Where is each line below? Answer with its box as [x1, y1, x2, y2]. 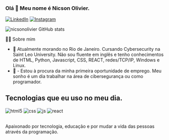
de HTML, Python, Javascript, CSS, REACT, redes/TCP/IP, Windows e [12, 57, 160, 63]
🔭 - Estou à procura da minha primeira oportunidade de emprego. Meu [12, 68, 162, 74]
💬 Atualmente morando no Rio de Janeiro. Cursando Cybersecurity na [12, 46, 160, 52]
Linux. [12, 63, 26, 69]
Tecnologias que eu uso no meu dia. [5, 93, 123, 102]
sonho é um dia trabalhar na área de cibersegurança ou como [12, 73, 143, 79]
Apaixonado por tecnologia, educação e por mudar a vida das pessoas [5, 123, 155, 129]
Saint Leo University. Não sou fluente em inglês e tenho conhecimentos [12, 51, 164, 58]
